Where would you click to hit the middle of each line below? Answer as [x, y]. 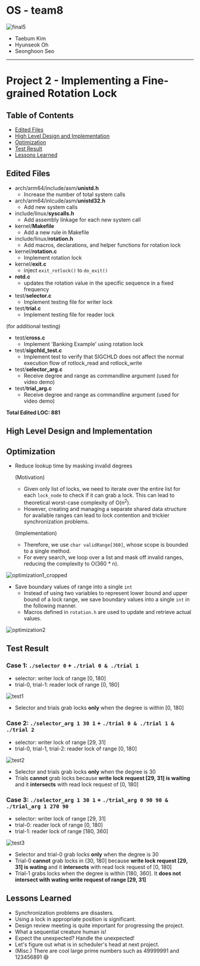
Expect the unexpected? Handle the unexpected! [75, 938]
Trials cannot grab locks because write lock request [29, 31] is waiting [102, 778]
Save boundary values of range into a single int [74, 587]
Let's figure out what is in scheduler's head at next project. [87, 944]
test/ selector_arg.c [39, 369]
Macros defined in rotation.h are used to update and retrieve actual [107, 612]
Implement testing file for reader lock [69, 314]
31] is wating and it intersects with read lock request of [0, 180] [93, 867]
